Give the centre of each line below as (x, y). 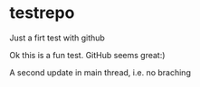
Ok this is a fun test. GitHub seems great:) (87, 55)
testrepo (42, 13)
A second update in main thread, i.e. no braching (100, 72)
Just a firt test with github (57, 38)
